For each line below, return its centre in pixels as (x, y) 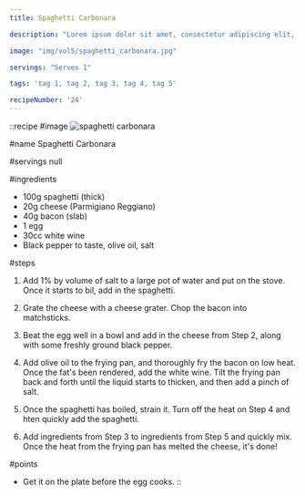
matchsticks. (46, 317)
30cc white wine (54, 235)
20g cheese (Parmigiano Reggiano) (89, 207)
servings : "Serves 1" (51, 67)
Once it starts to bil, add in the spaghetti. (99, 290)
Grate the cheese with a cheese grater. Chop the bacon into (135, 308)
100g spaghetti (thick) (64, 196)
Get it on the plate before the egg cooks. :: (102, 481)
